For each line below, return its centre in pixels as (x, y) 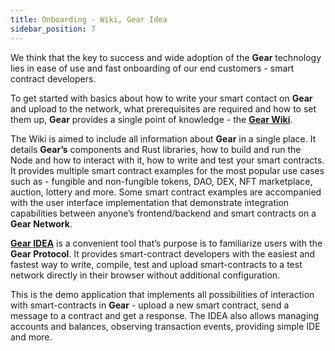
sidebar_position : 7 (53, 29)
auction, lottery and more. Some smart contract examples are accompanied (166, 192)
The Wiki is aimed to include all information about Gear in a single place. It (163, 138)
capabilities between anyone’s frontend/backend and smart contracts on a (163, 213)
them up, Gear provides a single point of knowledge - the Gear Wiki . (151, 119)
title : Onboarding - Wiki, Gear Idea (89, 19)
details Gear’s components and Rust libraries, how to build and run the (156, 149)
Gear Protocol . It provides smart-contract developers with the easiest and (163, 253)
